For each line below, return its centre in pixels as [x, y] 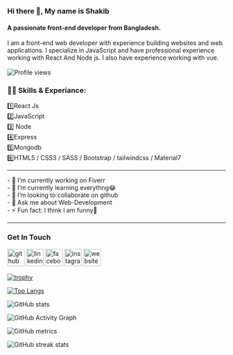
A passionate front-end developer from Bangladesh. [84, 28]
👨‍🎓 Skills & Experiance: [47, 91]
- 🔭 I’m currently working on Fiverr [56, 180]
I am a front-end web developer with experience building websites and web [115, 43]
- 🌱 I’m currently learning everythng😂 [62, 188]
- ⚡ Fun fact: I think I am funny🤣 [52, 210]
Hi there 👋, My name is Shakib [58, 11]
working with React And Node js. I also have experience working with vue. [113, 58]
